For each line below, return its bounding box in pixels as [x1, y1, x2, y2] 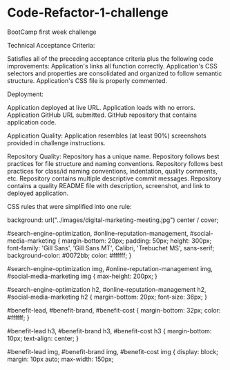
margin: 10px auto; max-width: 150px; [7, 355, 114, 363]
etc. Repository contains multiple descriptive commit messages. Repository [7, 174, 222, 183]
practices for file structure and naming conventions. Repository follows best [7, 159, 223, 167]
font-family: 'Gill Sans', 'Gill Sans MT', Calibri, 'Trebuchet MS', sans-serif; [7, 243, 215, 252]
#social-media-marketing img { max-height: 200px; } [7, 272, 157, 280]
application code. [7, 118, 57, 126]
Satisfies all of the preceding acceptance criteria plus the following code [7, 54, 213, 63]
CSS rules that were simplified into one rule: [7, 202, 133, 210]
